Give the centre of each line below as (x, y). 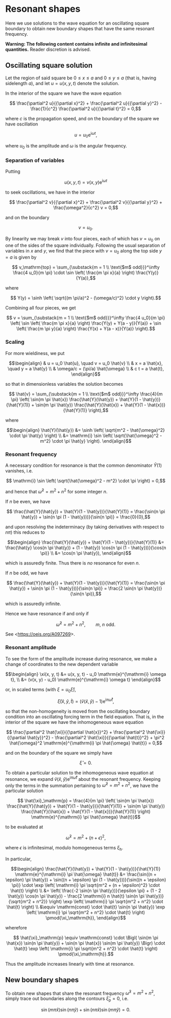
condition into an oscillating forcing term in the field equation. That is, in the (85, 717)
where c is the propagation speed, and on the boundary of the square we (82, 118)
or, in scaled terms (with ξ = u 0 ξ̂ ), (41, 690)
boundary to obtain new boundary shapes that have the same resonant (80, 28)
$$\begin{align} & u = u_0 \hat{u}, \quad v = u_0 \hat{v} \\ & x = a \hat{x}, (86, 363)
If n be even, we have (28, 501)
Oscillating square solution (49, 65)
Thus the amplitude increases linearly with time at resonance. (70, 964)
